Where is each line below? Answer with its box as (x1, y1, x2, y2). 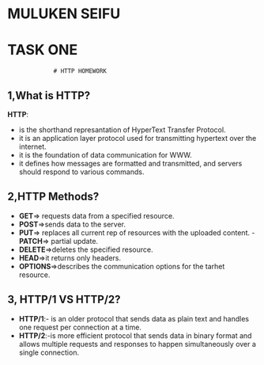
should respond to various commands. (18, 167, 145, 177)
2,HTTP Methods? (7, 190, 100, 203)
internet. (18, 142, 47, 151)
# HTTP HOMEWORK (53, 67, 107, 75)
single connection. (18, 348, 80, 357)
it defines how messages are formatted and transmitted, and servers (18, 158, 243, 168)
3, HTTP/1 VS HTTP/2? (7, 293, 121, 306)
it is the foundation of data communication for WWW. (18, 150, 193, 159)
